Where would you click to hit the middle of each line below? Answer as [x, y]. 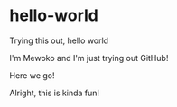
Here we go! [33, 75]
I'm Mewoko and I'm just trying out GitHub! [89, 58]
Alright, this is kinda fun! [55, 93]
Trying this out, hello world [59, 40]
